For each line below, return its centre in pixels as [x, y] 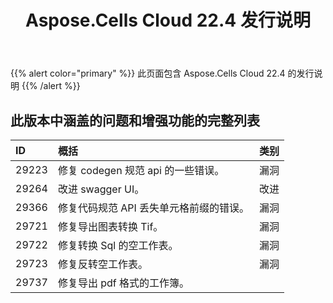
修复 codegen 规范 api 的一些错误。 [141, 170]
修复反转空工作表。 [102, 264]
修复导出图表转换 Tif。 [110, 226]
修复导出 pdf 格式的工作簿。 [123, 283]
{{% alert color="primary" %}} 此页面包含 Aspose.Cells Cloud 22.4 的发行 [162, 73]
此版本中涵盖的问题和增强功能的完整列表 [135, 120]
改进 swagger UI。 [101, 189]
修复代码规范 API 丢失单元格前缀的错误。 [153, 208]
